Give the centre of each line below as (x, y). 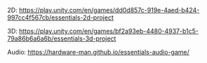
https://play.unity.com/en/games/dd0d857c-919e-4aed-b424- (109, 10)
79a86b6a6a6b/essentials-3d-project (62, 38)
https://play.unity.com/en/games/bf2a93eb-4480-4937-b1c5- (108, 31)
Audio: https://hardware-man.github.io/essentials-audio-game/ (98, 52)
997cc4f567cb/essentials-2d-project (60, 17)
